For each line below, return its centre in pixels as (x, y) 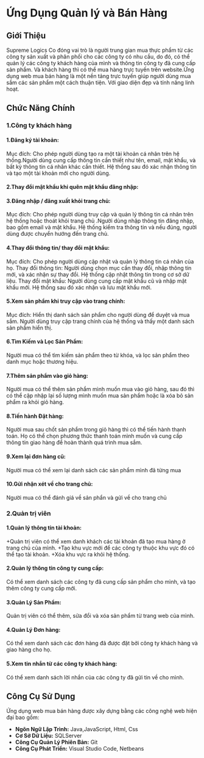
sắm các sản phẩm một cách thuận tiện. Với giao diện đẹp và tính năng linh (100, 83)
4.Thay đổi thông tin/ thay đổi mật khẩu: (58, 247)
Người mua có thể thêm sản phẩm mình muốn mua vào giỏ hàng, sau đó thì (100, 389)
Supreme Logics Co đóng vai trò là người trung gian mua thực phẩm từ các (100, 50)
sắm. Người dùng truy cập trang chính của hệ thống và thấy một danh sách (100, 321)
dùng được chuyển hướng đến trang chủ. (58, 234)
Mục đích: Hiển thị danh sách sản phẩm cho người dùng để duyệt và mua (98, 314)
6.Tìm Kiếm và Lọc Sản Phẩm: (45, 342)
